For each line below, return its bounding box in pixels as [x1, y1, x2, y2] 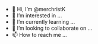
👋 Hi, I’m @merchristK [11, 6, 66, 12]
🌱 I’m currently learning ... [11, 18, 75, 25]
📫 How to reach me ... [11, 32, 67, 38]
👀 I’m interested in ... [11, 12, 62, 19]
